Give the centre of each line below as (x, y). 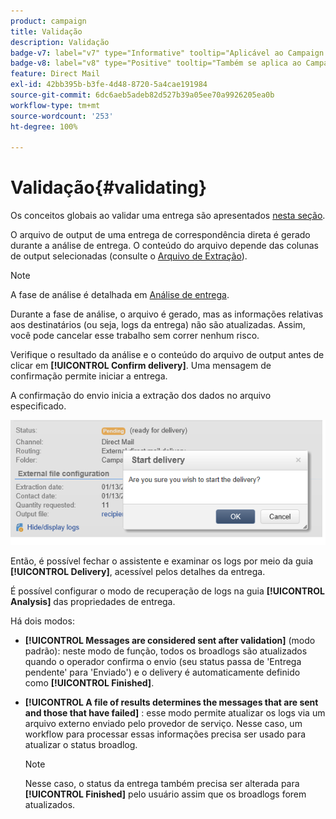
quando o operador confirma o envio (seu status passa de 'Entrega (163, 662)
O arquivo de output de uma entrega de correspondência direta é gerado (160, 235)
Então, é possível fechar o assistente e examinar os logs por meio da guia (162, 561)
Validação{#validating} (109, 187)
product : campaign (48, 21)
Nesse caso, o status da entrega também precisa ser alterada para (162, 784)
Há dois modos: (42, 621)
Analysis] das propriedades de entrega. (93, 602)
